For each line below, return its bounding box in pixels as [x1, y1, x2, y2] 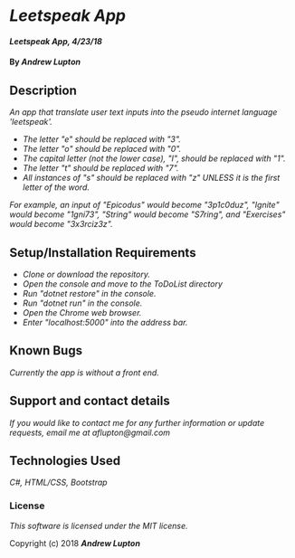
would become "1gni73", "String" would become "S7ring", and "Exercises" [9, 209, 286, 220]
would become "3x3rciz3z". [9, 219, 113, 230]
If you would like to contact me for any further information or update [9, 417, 265, 428]
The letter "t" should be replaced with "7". [22, 163, 179, 174]
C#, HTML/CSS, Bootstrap [9, 477, 108, 488]
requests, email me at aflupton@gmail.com [9, 427, 170, 438]
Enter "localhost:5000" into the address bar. [22, 317, 188, 327]
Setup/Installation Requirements [9, 245, 196, 260]
